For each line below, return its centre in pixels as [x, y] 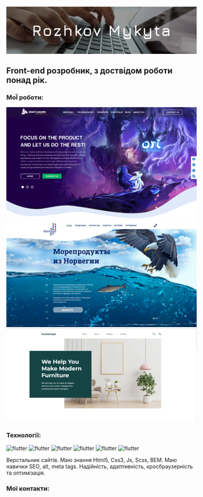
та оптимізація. [26, 473]
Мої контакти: [28, 489]
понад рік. [27, 80]
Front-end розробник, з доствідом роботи [89, 70]
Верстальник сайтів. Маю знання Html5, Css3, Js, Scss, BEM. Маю [92, 460]
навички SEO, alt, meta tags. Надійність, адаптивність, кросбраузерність [100, 466]
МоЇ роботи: [25, 97]
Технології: [24, 435]
